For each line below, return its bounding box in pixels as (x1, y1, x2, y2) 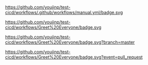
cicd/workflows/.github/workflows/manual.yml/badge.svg (5, 9, 123, 15)
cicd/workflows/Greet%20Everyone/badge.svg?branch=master (5, 39, 135, 45)
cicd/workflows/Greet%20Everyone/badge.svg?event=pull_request (5, 54, 143, 60)
